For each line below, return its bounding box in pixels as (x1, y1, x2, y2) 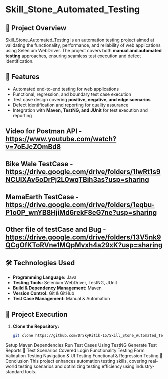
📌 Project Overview (5, 24, 67, 32)
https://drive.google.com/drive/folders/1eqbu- (5, 200, 155, 209)
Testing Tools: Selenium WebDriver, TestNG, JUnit (12, 280, 118, 286)
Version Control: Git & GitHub (12, 290, 74, 296)
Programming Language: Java (12, 274, 77, 280)
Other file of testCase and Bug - (5, 225, 106, 234)
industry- (135, 363, 155, 369)
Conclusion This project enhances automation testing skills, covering (5, 358, 147, 364)
